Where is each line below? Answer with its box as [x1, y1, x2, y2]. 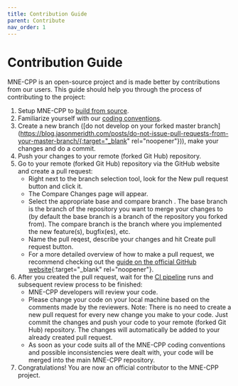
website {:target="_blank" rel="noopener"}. [28, 265, 154, 274]
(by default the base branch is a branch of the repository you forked [28, 213, 228, 221]
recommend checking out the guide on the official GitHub [28, 257, 197, 267]
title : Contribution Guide [7, 10, 87, 18]
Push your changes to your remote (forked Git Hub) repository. [17, 152, 202, 161]
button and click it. [28, 182, 83, 191]
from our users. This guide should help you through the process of [7, 85, 202, 94]
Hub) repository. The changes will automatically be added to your [28, 326, 220, 334]
